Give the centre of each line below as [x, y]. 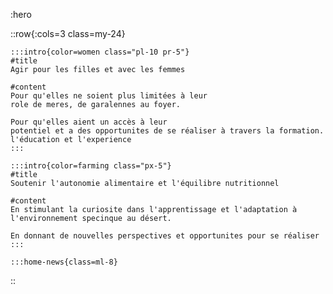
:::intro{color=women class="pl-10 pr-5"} [100, 52]
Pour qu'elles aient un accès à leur [89, 122]
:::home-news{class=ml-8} [64, 262]
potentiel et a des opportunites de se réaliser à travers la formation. [167, 131]
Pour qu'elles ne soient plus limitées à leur [109, 96]
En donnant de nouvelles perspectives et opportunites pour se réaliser [165, 236]
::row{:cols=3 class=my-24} [68, 33]
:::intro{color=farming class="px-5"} [91, 166]
